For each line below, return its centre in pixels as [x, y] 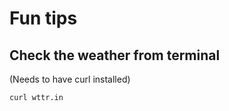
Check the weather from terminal [115, 55]
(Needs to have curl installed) [70, 79]
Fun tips [43, 18]
